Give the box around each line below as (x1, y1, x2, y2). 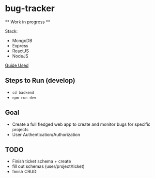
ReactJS (12, 48, 29, 54)
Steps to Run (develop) (5, 76, 76, 85)
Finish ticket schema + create (12, 158, 71, 164)
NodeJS (12, 53, 29, 59)
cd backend (12, 90, 34, 95)
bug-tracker (5, 3, 55, 14)
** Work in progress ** (5, 19, 50, 25)
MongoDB (12, 37, 32, 44)
